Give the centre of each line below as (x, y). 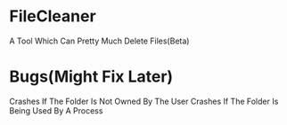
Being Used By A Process (56, 110)
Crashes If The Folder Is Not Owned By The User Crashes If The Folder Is (144, 101)
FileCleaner (53, 16)
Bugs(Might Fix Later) (91, 77)
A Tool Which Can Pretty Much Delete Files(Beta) (99, 41)
